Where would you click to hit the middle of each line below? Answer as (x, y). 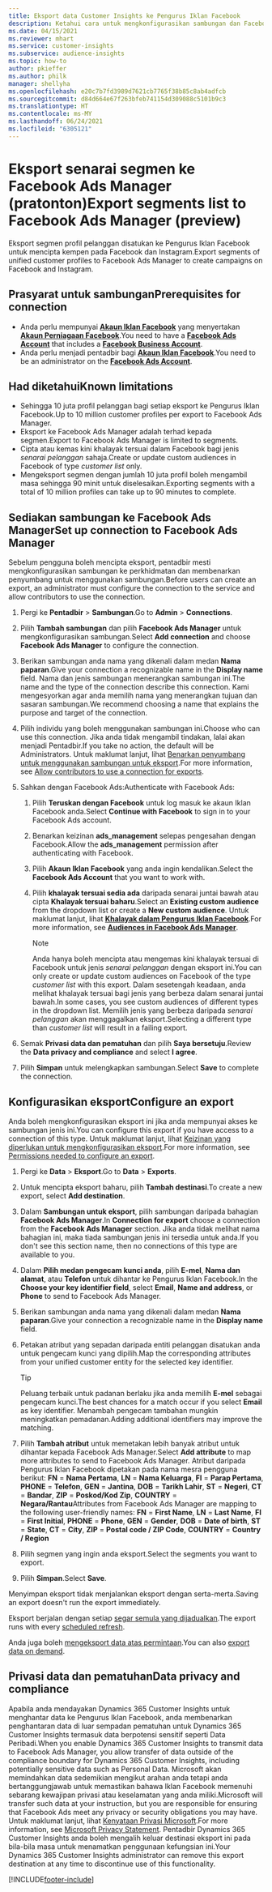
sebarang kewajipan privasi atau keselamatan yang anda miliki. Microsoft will (136, 1795)
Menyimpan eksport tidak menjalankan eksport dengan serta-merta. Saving (134, 1594)
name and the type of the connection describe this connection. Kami (134, 687)
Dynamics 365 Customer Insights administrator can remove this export (126, 1855)
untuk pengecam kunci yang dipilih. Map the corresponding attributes (135, 1353)
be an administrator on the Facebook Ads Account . (106, 361)
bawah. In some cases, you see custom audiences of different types (145, 1002)
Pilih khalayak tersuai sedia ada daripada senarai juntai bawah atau (145, 893)
